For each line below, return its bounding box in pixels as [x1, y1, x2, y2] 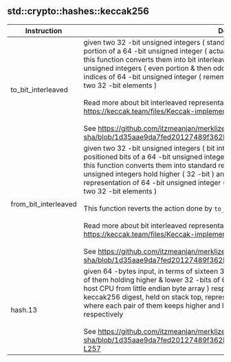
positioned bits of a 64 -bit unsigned [83, 151, 203, 161]
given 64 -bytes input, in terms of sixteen [83, 266, 219, 276]
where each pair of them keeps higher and [83, 301, 221, 310]
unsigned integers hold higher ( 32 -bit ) [83, 169, 215, 178]
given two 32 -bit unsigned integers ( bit [83, 143, 215, 153]
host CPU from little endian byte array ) [83, 284, 210, 293]
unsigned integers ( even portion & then [83, 63, 212, 73]
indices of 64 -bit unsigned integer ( [83, 72, 201, 81]
